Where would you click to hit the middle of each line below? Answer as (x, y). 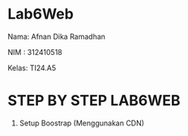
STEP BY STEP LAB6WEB (94, 101)
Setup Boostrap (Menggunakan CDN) (82, 123)
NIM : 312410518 (35, 52)
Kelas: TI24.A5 (32, 68)
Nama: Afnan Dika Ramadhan (57, 36)
